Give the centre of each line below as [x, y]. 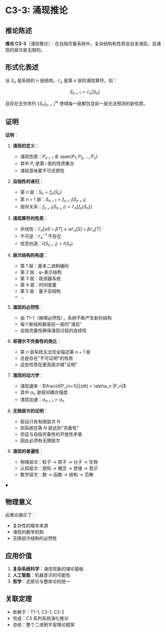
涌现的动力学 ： [28, 375]
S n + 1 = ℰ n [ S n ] [85, 92]
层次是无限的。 [30, 50]
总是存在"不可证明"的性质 [46, 358]
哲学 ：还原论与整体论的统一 [41, 581]
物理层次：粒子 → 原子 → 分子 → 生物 [59, 462]
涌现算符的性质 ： [30, 218]
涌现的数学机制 [28, 532]
